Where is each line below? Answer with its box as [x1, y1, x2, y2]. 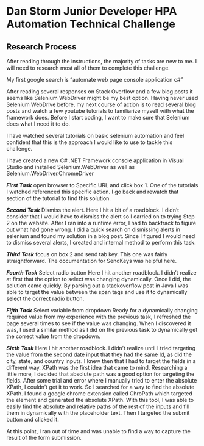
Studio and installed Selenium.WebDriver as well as [6, 164, 135, 170]
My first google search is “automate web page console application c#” [6, 76, 183, 83]
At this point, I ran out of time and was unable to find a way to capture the [6, 428, 191, 434]
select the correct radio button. [6, 295, 85, 302]
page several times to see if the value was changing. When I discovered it [6, 320, 191, 327]
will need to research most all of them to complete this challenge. [6, 64, 171, 71]
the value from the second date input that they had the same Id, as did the [6, 351, 192, 358]
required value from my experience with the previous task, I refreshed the [6, 313, 191, 320]
